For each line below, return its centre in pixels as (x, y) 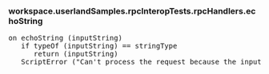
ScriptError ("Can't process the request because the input (141, 62)
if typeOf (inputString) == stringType (99, 46)
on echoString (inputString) (65, 38)
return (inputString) (76, 54)
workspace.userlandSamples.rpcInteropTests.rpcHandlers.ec (132, 11)
